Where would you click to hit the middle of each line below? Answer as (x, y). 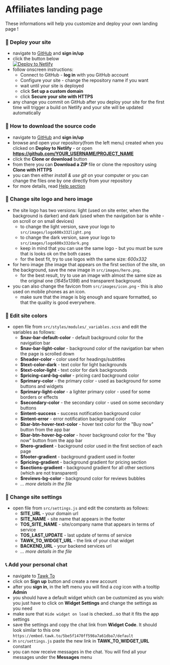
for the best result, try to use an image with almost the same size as (91, 275)
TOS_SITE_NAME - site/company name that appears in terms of (87, 524)
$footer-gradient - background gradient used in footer (78, 457)
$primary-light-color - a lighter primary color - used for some (85, 392)
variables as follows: (34, 332)
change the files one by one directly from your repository (72, 181)
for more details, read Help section (49, 186)
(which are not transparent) (49, 473)
